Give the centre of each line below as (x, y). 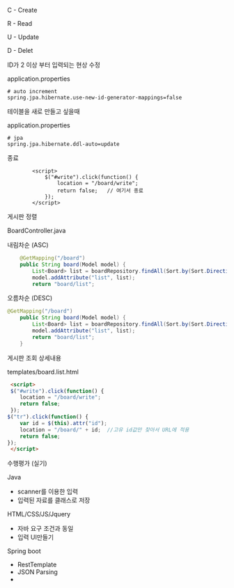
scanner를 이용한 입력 (48, 492)
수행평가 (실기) (27, 463)
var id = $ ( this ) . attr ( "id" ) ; (64, 423)
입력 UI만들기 (36, 537)
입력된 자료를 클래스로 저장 (54, 500)
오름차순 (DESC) (30, 298)
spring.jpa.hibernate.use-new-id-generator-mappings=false (95, 97)
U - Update (23, 37)
